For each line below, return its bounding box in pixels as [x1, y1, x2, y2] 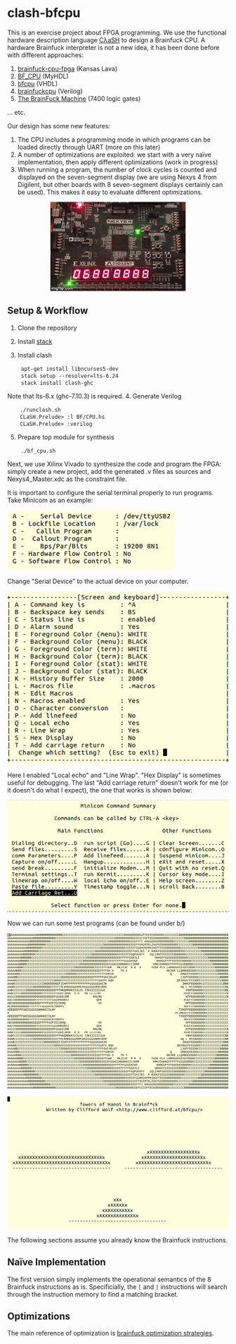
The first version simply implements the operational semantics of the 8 [7, 1275, 212, 1283]
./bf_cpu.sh [20, 447, 56, 454]
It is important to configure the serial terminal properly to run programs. [7, 488, 214, 496]
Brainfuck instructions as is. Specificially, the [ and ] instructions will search [7, 1282, 228, 1291]
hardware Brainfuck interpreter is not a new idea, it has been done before [7, 43, 220, 51]
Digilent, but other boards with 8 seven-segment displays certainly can [17, 180, 223, 188]
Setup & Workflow [7, 305, 88, 317]
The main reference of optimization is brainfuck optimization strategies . [7, 1329, 214, 1338]
